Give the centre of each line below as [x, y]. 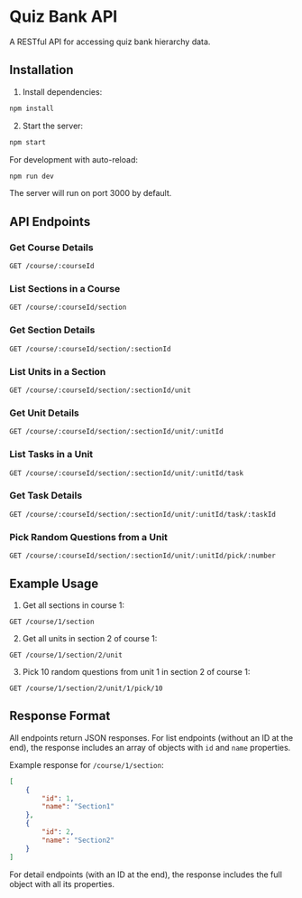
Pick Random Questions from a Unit [89, 537]
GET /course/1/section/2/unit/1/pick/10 [87, 688]
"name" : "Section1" [78, 807]
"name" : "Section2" [78, 840]
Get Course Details [51, 248]
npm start [28, 142]
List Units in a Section [58, 371]
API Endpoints [50, 222]
